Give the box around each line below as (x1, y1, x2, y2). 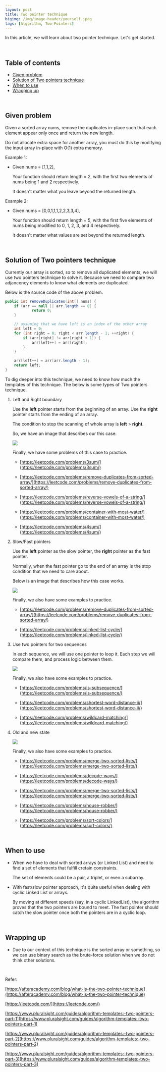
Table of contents (5, 58, 60, 67)
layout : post (5, 7, 32, 12)
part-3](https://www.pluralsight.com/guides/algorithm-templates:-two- (5, 1056, 150, 1062)
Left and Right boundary (12, 396, 62, 402)
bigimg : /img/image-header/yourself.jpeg (5, 16, 92, 21)
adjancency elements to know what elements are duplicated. (5, 279, 129, 285)
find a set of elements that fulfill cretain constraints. (12, 865, 118, 871)
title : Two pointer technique (5, 12, 68, 17)
